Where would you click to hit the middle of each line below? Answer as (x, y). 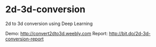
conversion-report (25, 39)
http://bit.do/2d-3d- (130, 33)
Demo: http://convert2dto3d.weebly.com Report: (57, 33)
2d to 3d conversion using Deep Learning (49, 24)
